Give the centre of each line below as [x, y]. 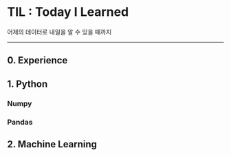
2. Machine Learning [52, 144]
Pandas [20, 122]
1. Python [27, 84]
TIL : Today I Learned [68, 12]
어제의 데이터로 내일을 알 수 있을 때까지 [59, 32]
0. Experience [37, 60]
